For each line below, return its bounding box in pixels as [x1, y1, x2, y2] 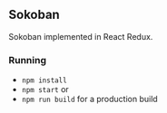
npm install [21, 76, 67, 85]
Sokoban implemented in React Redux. [8, 31, 153, 42]
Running [8, 53, 47, 66]
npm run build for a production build [21, 94, 158, 105]
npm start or [21, 84, 69, 95]
